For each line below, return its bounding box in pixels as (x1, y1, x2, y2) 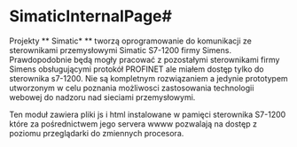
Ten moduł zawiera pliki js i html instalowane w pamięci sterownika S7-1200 (9, 109, 286, 120)
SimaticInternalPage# (9, 6, 173, 27)
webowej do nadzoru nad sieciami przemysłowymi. (9, 91, 196, 103)
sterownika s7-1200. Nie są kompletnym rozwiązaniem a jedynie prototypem (9, 73, 288, 83)
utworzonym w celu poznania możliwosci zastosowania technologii (9, 82, 254, 93)
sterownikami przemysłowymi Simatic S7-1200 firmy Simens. (9, 44, 232, 55)
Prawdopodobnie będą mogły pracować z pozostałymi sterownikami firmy (9, 54, 280, 65)
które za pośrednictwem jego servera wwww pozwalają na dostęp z (9, 118, 257, 129)
